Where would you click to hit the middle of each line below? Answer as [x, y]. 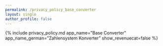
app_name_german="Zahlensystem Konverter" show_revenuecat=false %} [82, 38]
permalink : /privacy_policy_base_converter [51, 10]
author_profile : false [28, 19]
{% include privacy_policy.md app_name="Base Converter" [66, 33]
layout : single [21, 14]
